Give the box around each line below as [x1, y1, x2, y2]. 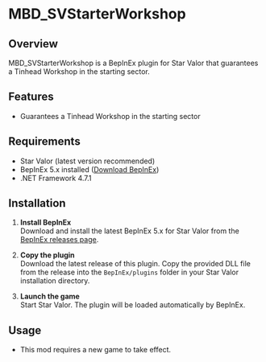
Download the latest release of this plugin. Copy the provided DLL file [19, 259, 251, 269]
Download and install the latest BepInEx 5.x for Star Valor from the [19, 226, 239, 236]
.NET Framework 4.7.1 [19, 173, 92, 183]
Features [8, 90, 54, 104]
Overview [8, 37, 59, 51]
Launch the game [19, 291, 81, 302]
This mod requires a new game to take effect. [19, 345, 172, 355]
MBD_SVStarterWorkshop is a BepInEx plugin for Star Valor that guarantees [8, 58, 259, 68]
